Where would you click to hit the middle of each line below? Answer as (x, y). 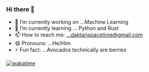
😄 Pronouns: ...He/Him (43, 43)
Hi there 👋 (21, 9)
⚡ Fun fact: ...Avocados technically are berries (70, 50)
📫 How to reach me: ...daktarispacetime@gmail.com (79, 35)
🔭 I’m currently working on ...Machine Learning (71, 22)
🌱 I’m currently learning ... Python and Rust (67, 28)
